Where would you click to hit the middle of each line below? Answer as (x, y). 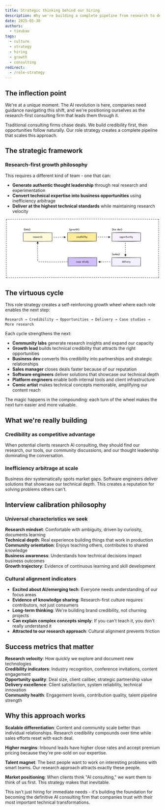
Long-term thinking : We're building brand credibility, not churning (79, 610)
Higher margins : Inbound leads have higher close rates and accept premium (82, 748)
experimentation (29, 190)
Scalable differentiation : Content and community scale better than (73, 727)
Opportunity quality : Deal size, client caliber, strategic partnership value (79, 680)
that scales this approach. (31, 135)
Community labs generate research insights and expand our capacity (83, 343)
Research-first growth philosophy (46, 165)
